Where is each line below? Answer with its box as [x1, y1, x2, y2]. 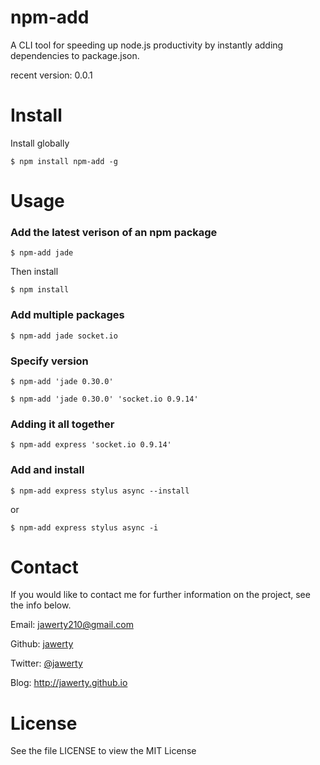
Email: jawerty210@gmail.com [10, 619, 134, 631]
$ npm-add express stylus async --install [10, 486, 190, 496]
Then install [10, 266, 59, 278]
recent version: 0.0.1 [10, 69, 93, 81]
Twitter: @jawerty [10, 657, 83, 670]
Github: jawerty [10, 638, 74, 650]
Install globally [10, 137, 70, 149]
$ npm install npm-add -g [10, 156, 118, 166]
